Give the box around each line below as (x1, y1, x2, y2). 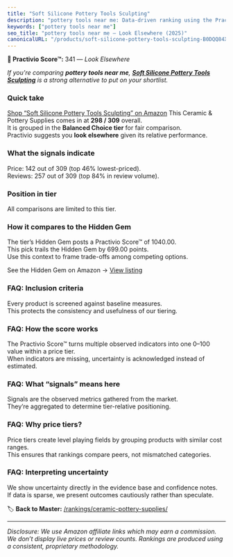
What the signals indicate (7, 149, 95, 158)
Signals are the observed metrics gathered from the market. (7, 395, 178, 404)
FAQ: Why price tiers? (7, 419, 83, 429)
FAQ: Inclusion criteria (7, 283, 84, 293)
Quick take (7, 93, 44, 103)
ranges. (7, 442, 29, 451)
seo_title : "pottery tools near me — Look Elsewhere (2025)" (7, 29, 188, 37)
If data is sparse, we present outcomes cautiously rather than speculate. (7, 490, 214, 499)
